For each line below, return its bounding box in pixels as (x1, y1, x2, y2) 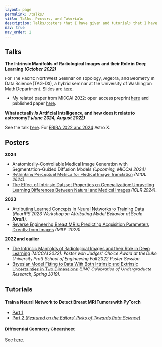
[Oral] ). (12, 216, 28, 222)
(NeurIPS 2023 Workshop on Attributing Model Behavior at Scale (12, 211, 143, 217)
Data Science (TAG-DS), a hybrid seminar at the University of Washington (5, 80, 152, 86)
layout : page (5, 7, 32, 12)
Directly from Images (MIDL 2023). (12, 226, 82, 232)
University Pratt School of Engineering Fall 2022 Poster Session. (12, 255, 141, 261)
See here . (5, 337, 24, 343)
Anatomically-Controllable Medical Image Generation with (12, 161, 128, 167)
